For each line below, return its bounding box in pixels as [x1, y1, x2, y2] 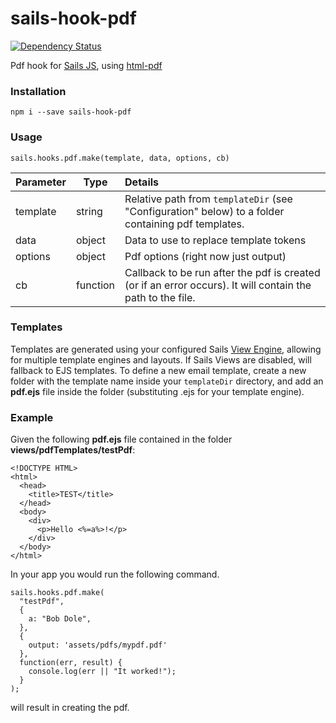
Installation [10, 84, 67, 98]
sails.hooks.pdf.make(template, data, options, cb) [10, 153, 230, 163]
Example [10, 410, 54, 424]
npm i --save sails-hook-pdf [10, 107, 132, 117]
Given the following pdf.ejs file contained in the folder [10, 433, 233, 446]
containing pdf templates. [124, 217, 245, 231]
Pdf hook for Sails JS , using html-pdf [10, 59, 163, 71]
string [75, 204, 103, 218]
